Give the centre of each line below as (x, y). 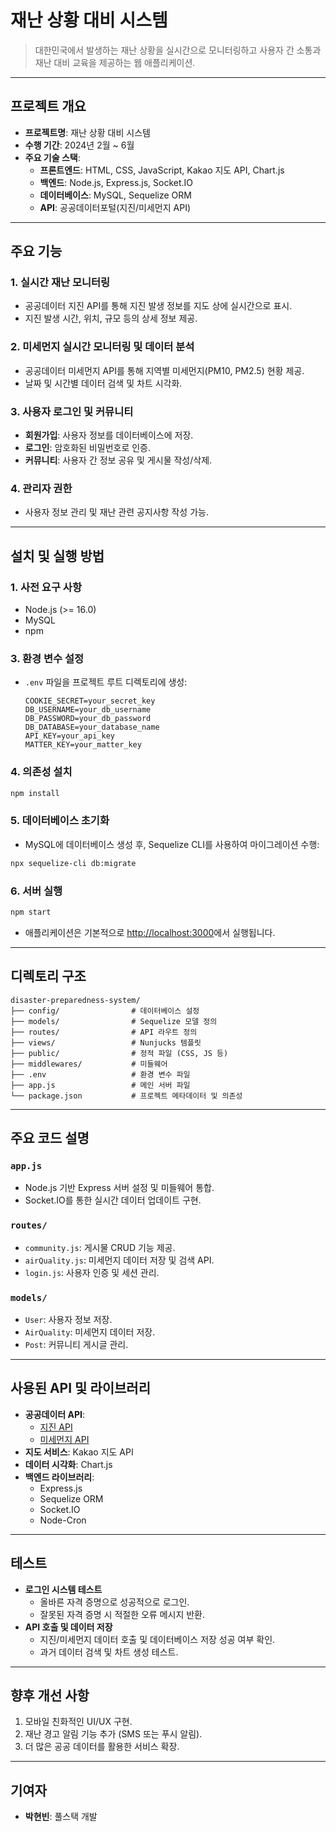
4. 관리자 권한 (41, 488)
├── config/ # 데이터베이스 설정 (105, 1011)
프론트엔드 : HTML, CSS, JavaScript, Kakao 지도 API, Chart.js (162, 170)
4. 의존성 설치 (41, 772)
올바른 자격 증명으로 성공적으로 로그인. (114, 1602)
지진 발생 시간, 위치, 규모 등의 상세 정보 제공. (111, 318)
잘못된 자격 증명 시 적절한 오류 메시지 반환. (122, 1614)
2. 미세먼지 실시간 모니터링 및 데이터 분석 (102, 347)
